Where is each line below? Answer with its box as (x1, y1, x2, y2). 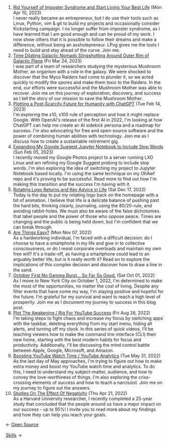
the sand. (13, 267, 33, 273)
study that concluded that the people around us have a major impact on (13, 401, 161, 407)
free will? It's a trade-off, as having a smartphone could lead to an (13, 251, 150, 257)
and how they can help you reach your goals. (13, 412, 107, 418)
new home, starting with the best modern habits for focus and (13, 337, 141, 343)
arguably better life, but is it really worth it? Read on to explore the (13, 256, 150, 262)
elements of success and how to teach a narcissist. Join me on (32, 379, 162, 385)
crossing (13, 379, 32, 385)
